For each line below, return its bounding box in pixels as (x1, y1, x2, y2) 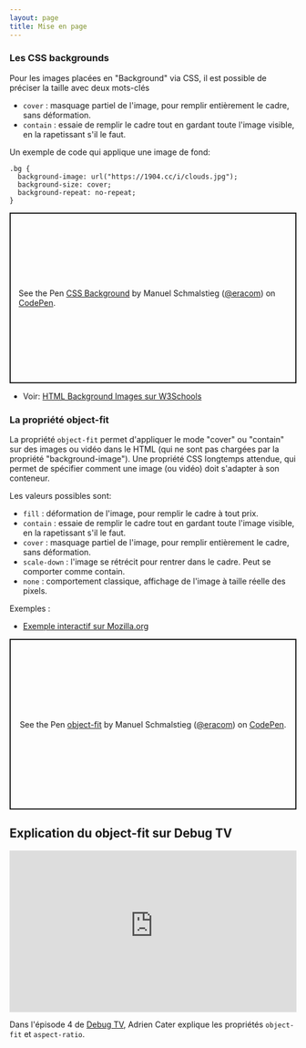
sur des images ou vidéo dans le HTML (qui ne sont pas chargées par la (9, 443, 280, 455)
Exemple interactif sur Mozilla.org (22, 621, 149, 632)
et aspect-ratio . (24, 1029, 86, 1040)
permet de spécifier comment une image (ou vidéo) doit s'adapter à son (9, 463, 280, 474)
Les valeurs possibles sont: (9, 491, 112, 502)
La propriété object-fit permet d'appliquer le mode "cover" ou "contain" (9, 434, 285, 445)
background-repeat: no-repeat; (17, 188, 137, 197)
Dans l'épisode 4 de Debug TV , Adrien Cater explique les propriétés (9, 1019, 264, 1030)
